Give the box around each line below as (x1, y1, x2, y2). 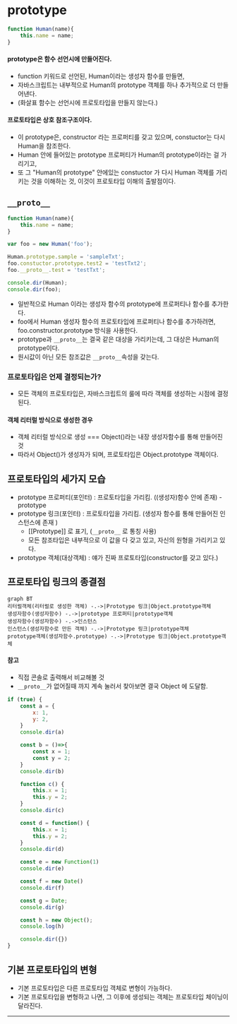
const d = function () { (20, 819, 90, 826)
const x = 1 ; (32, 748, 71, 756)
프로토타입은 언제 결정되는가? (7, 371, 102, 381)
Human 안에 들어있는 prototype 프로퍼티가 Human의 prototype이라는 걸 (17, 150, 220, 159)
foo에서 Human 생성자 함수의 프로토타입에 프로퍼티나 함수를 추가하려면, (17, 317, 216, 326)
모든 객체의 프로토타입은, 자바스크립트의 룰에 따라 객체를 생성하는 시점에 (17, 389, 216, 398)
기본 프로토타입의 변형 (7, 963, 97, 976)
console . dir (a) (20, 729, 65, 736)
